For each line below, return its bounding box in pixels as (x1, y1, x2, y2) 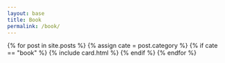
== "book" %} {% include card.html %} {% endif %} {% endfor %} (7, 49, 197, 57)
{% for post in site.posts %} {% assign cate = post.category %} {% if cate (7, 42, 218, 50)
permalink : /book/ (7, 23, 60, 29)
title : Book (7, 16, 42, 23)
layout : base (7, 10, 45, 17)
